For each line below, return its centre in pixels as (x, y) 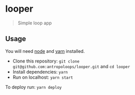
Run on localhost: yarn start (43, 77)
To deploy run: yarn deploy (33, 87)
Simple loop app (35, 23)
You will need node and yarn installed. (45, 51)
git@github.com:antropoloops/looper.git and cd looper (71, 66)
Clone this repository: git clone (46, 61)
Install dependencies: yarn (40, 72)
